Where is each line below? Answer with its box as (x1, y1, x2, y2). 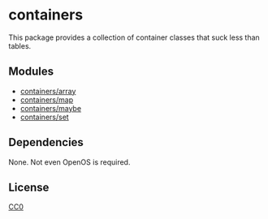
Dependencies (8, 135, 84, 149)
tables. (8, 41, 32, 50)
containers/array (19, 86, 76, 96)
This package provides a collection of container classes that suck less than (8, 32, 260, 42)
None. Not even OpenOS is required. (8, 157, 131, 167)
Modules (8, 65, 54, 79)
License (8, 180, 50, 194)
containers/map (19, 95, 74, 105)
